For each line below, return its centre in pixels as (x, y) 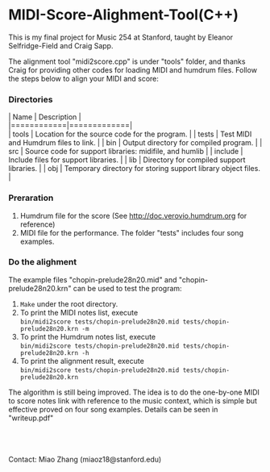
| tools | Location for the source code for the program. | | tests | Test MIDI (130, 134)
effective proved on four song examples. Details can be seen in (113, 409)
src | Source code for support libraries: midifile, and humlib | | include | (126, 152)
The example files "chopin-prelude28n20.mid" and (93, 279)
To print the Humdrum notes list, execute (87, 336)
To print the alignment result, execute (82, 361)
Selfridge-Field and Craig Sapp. (61, 45)
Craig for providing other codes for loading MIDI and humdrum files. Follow (133, 69)
